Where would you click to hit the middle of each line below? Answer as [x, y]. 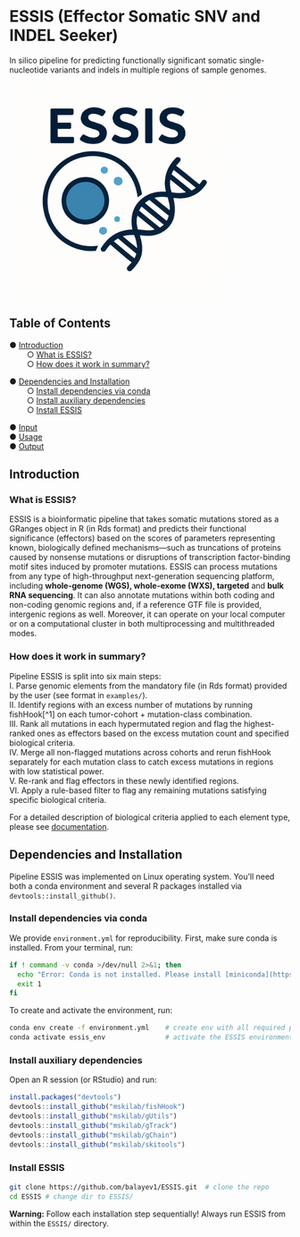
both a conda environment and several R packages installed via [126, 886]
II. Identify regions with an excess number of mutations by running [131, 704]
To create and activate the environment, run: [91, 1011]
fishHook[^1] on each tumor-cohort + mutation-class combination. [131, 714]
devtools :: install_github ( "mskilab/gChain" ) [93, 1135]
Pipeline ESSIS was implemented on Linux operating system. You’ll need [142, 876]
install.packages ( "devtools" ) [66, 1097]
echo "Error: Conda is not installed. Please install [119, 974]
